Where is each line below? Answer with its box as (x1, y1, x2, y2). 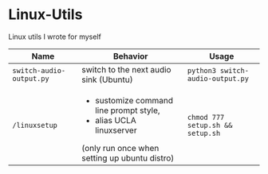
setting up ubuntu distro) (81, 153, 175, 164)
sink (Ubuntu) (81, 74, 133, 85)
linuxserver (95, 125, 137, 136)
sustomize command (95, 95, 174, 106)
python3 (187, 66, 217, 75)
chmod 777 (187, 113, 225, 122)
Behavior (112, 50, 148, 61)
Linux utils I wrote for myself (8, 32, 101, 41)
